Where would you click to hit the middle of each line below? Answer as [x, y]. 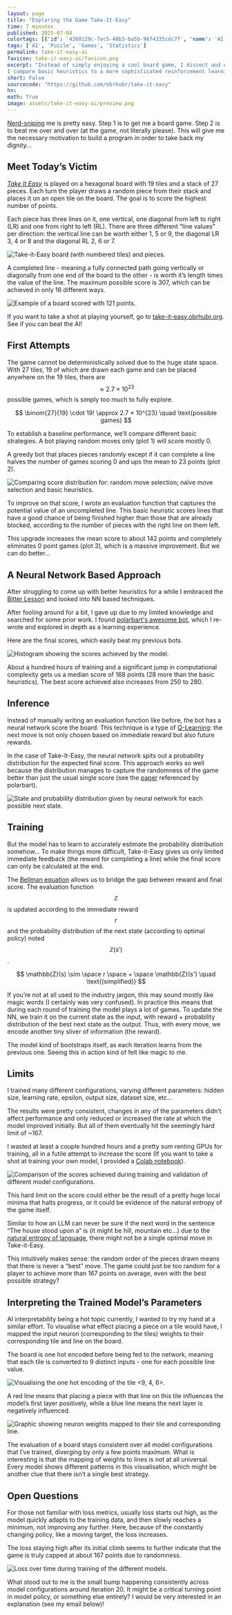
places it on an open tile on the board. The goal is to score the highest [107, 198]
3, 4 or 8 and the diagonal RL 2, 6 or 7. [61, 241]
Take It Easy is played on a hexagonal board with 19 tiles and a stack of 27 [113, 183]
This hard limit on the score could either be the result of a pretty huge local [114, 1195]
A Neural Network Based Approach [84, 575]
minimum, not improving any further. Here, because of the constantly [105, 1527]
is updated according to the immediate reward [73, 909]
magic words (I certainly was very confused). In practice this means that [110, 1002]
